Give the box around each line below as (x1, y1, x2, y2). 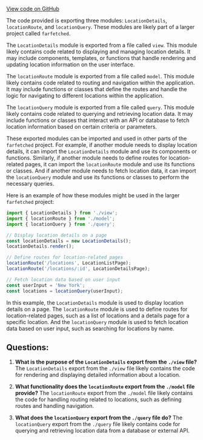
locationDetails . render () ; (6, 243, 75, 249)
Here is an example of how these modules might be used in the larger (6, 192, 180, 199)
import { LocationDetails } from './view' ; (6, 210, 118, 216)
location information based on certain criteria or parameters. (6, 123, 158, 130)
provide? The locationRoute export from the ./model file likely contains (15, 390, 193, 397)
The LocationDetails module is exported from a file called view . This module (6, 42, 198, 49)
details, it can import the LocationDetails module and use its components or (6, 148, 197, 155)
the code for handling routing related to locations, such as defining (15, 396, 182, 403)
